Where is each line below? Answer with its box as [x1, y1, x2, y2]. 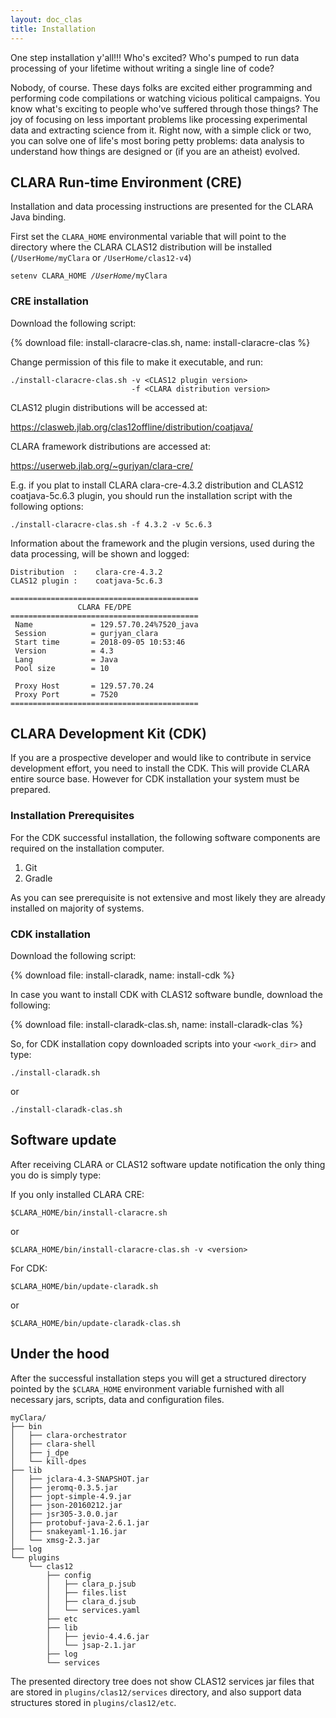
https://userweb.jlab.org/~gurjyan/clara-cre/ [10, 459, 194, 471]
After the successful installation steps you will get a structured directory [10, 1372, 307, 1384]
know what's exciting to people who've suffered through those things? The [10, 102, 319, 115]
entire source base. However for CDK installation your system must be [10, 773, 300, 785]
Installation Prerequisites [10, 809, 135, 823]
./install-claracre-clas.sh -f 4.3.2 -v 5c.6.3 [10, 519, 213, 530]
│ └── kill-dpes [10, 1456, 87, 1466]
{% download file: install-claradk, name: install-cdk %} [10, 969, 236, 981]
